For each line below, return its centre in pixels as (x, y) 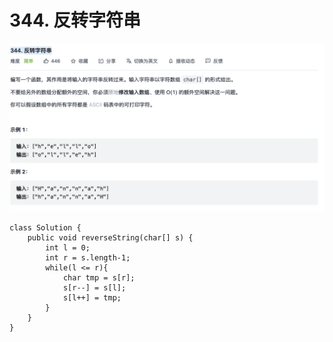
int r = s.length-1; (88, 257)
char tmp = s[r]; (99, 277)
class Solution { (45, 227)
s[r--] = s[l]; (94, 287)
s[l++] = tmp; (92, 297)
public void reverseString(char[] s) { (110, 237)
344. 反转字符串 (75, 20)
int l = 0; (68, 247)
